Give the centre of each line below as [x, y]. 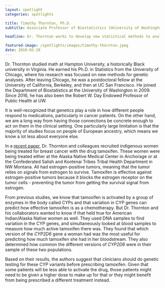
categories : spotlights [29, 14]
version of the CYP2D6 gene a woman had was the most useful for [73, 234]
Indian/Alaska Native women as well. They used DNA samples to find [75, 218]
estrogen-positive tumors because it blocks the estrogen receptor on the [79, 177]
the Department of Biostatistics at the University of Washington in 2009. [78, 90]
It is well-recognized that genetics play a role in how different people [74, 110]
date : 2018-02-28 [23, 50]
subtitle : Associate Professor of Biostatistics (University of [72, 28]
